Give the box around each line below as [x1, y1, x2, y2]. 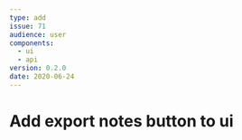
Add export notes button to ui [9, 110, 234, 131]
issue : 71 [9, 22, 47, 31]
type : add [9, 13, 47, 23]
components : [9, 38, 54, 48]
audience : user [9, 30, 67, 39]
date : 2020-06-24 [9, 72, 75, 81]
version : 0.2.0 [9, 64, 67, 73]
